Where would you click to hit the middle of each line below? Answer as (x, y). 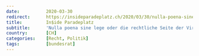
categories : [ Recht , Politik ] (47, 38)
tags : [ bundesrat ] (41, 44)
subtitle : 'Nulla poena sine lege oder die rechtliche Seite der (95, 28)
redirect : (18, 17)
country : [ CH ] (32, 33)
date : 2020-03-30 (39, 11)
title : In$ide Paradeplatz (50, 22)
